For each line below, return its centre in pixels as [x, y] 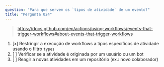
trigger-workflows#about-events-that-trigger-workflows [75, 34]
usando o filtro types [33, 49]
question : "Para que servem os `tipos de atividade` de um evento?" [78, 10]
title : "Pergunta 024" [29, 14]
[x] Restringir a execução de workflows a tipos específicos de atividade [85, 43]
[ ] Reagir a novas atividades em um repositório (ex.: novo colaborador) [85, 59]
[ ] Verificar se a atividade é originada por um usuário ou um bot [78, 54]
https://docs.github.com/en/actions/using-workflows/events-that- [85, 28]
